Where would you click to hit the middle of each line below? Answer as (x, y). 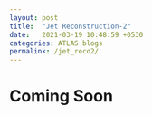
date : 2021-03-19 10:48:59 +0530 (76, 34)
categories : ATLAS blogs (56, 43)
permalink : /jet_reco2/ (54, 52)
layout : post (34, 18)
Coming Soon (61, 96)
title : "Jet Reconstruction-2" (70, 26)
